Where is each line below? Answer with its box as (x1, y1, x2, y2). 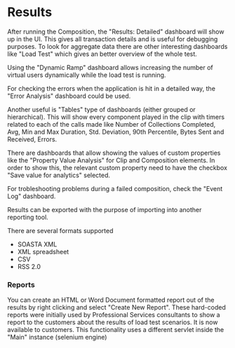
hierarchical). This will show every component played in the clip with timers (7, 113, 225, 121)
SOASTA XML (17, 239, 58, 249)
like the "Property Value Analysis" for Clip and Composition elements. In (7, 155, 215, 165)
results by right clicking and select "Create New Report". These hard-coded (7, 303, 226, 312)
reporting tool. (7, 213, 49, 221)
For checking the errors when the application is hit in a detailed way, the (7, 84, 216, 92)
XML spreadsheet (17, 247, 69, 256)
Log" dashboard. (7, 192, 56, 200)
